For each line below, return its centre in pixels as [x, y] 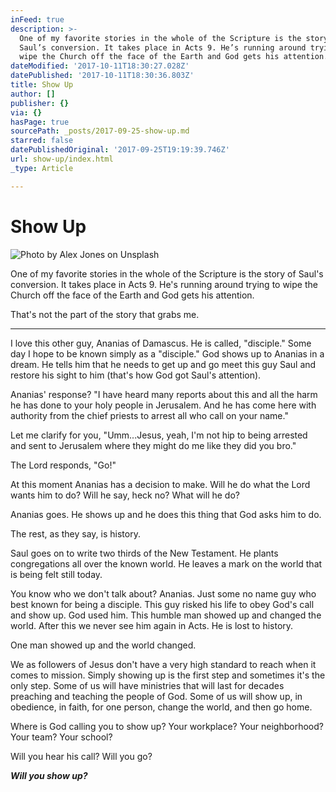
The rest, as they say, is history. [75, 533]
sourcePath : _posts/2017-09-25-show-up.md [100, 131]
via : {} [26, 112]
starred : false [42, 141]
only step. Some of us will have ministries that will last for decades [147, 685]
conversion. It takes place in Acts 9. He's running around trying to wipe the [164, 284]
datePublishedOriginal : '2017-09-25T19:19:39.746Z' [120, 150]
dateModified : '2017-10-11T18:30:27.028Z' [100, 66]
